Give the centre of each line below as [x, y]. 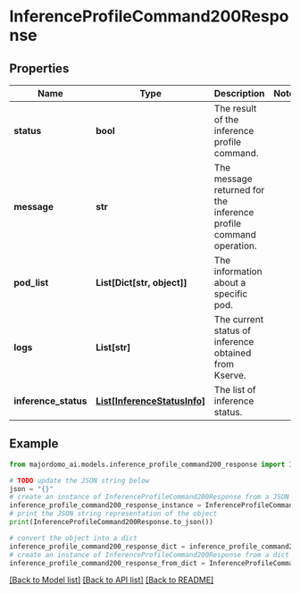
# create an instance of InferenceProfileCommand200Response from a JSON [150, 497]
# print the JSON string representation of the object [113, 514]
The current [239, 319]
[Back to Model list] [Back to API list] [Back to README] [112, 580]
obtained [233, 353]
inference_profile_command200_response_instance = [105, 505]
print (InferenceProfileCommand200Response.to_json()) [112, 522]
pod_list [31, 283]
